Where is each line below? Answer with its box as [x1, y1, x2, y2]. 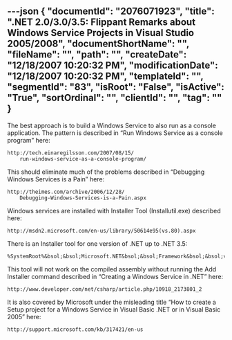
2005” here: [7, 312, 41, 321]
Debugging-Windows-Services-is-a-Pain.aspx [19, 194, 147, 202]
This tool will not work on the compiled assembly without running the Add [7, 265, 217, 273]
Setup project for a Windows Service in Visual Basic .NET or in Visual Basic [7, 305, 221, 314]
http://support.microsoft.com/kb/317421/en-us [7, 325, 144, 333]
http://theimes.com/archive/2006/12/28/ [7, 188, 126, 195]
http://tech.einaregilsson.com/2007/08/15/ [7, 149, 135, 156]
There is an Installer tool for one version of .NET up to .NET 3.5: [7, 239, 188, 248]
